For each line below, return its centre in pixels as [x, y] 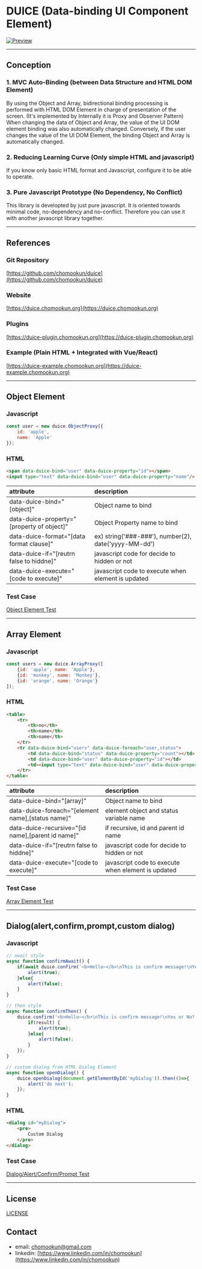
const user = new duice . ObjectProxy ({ [55, 426]
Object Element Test [31, 609]
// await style [25, 956]
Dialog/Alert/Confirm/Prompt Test [48, 1174]
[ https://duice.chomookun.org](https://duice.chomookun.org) [82, 308]
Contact [22, 1232]
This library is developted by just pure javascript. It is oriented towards [93, 206]
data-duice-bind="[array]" [48, 801]
